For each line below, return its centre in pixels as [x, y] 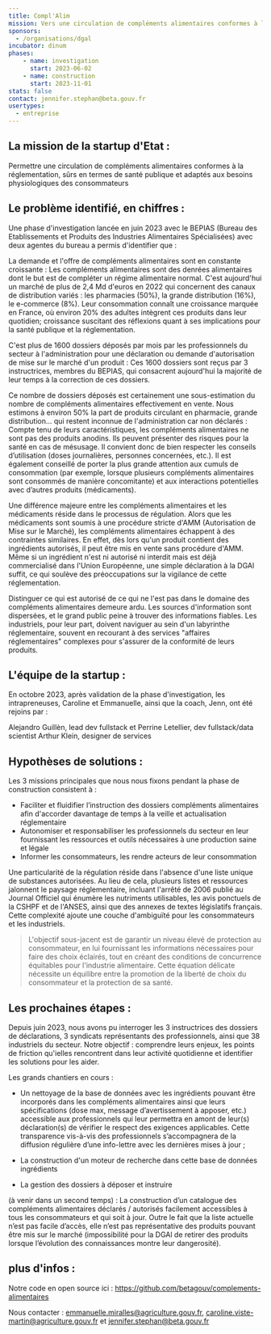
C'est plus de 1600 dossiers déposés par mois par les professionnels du [128, 345]
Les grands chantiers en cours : [61, 1078]
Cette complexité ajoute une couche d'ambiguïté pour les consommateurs [131, 915]
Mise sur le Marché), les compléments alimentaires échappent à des [122, 531]
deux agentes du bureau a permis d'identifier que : [93, 245]
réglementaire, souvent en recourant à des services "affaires [109, 632]
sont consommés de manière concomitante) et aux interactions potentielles [133, 481]
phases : [21, 53]
